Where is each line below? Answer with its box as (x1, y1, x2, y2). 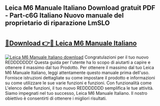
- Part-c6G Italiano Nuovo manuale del (5, 12, 124, 20)
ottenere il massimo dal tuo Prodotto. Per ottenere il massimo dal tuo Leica (5, 65, 154, 70)
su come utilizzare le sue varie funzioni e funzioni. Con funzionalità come (5, 80, 152, 86)
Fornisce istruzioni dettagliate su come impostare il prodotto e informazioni (5, 75, 156, 80)
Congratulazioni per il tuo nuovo (84, 54, 149, 60)
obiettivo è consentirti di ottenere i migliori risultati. (5, 95, 107, 101)
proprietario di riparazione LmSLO (5, 19, 110, 27)
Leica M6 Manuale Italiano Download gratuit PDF (5, 4, 156, 12)
